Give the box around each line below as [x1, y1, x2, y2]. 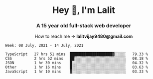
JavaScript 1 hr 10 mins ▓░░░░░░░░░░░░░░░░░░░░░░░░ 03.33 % [5, 69, 149, 74]
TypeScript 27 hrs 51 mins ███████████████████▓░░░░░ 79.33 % [5, 52, 149, 57]
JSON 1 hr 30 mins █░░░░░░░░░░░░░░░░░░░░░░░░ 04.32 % [5, 61, 149, 66]
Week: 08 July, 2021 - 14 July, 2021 [5, 43, 84, 48]
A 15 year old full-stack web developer [36, 22, 132, 29]
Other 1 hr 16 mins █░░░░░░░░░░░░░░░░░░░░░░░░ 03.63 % [5, 65, 149, 70]
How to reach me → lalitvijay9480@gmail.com [34, 33, 133, 39]
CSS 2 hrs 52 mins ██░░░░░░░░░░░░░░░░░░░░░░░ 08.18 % [5, 56, 149, 61]
